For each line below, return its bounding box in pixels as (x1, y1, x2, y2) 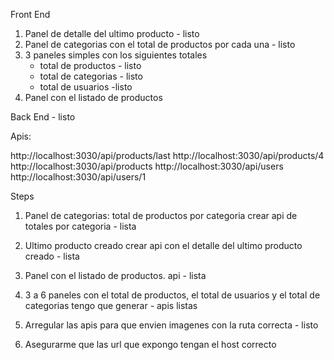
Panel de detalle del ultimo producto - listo (24, 28, 200, 39)
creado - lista (24, 250, 80, 262)
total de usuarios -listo (39, 81, 133, 93)
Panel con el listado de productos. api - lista (24, 270, 207, 281)
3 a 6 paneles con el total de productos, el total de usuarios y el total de (24, 289, 321, 301)
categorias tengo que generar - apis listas (24, 300, 198, 311)
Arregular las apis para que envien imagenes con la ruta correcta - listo (24, 319, 319, 331)
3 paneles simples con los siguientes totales (24, 49, 208, 61)
